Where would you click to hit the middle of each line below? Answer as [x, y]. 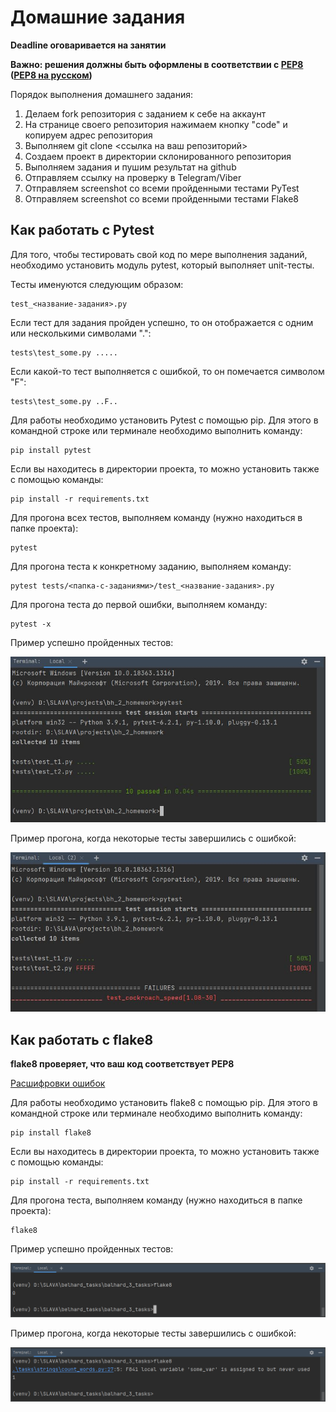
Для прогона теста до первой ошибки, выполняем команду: [139, 604]
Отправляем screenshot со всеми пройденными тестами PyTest [162, 188]
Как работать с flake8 [82, 1039]
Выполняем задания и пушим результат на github [130, 167]
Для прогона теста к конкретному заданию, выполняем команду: [151, 566]
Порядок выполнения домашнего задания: [102, 94]
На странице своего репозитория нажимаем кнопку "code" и [156, 124]
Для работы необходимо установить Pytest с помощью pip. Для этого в [164, 420]
